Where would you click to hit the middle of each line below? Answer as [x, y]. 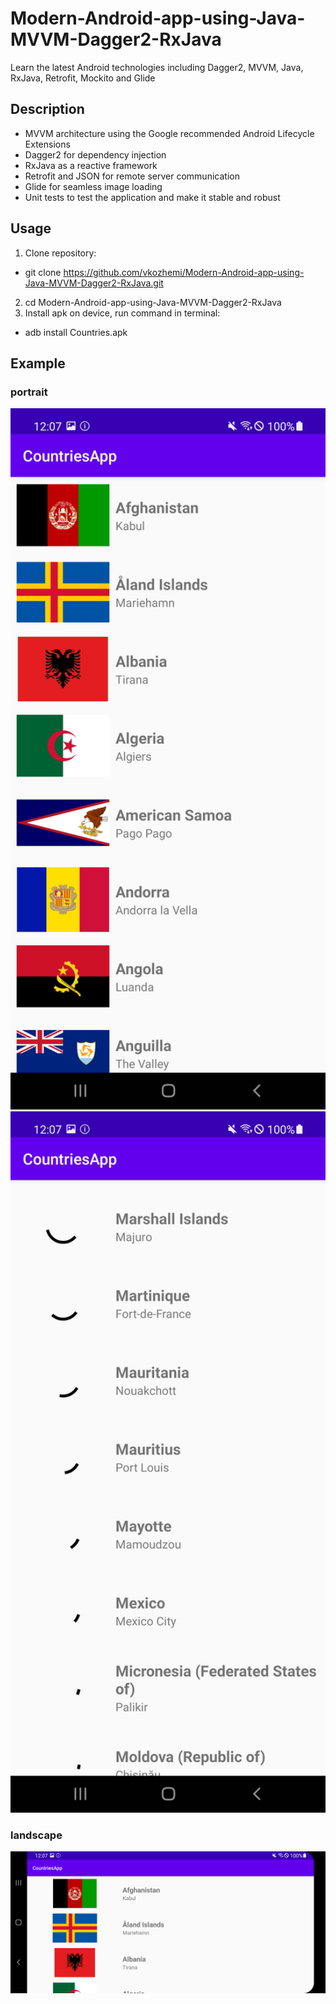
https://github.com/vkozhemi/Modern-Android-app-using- [184, 272]
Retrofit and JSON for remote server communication [132, 176]
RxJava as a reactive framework [91, 165]
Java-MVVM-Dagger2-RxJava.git [94, 283]
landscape [36, 1835]
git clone [43, 272]
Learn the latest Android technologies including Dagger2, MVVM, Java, [157, 67]
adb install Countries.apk [76, 332]
